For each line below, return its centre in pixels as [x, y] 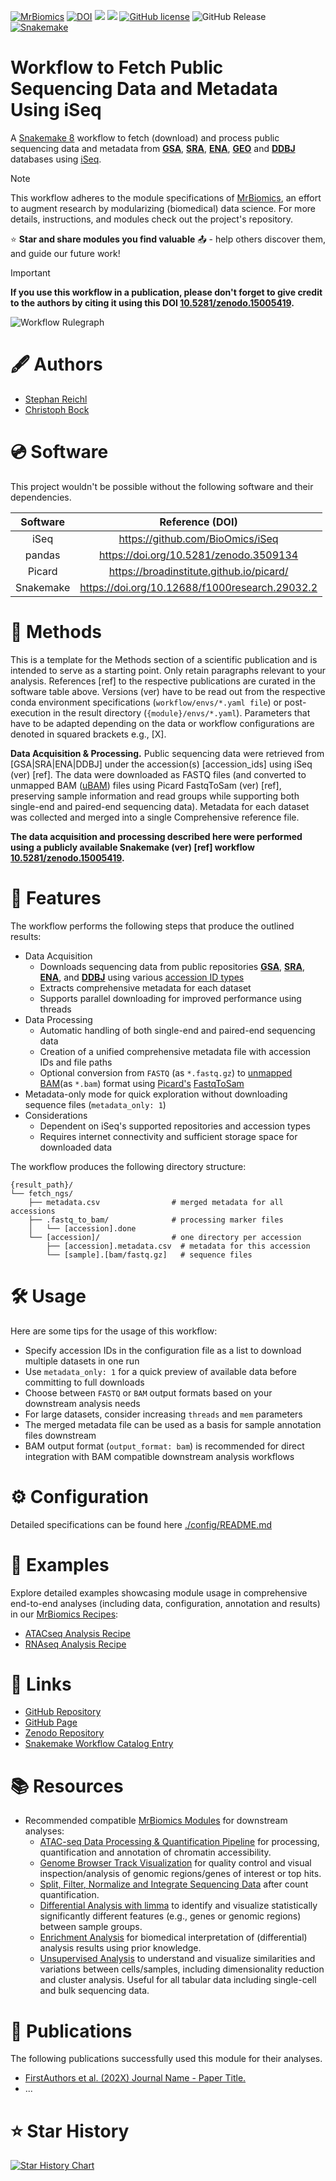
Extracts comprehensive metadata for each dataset [145, 987]
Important [30, 272]
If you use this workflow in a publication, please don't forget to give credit [166, 292]
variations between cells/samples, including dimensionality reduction [182, 1969]
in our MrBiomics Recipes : [64, 1614]
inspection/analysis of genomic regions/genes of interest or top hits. [180, 1874]
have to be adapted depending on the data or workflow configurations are [162, 723]
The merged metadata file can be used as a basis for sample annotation [173, 1424]
